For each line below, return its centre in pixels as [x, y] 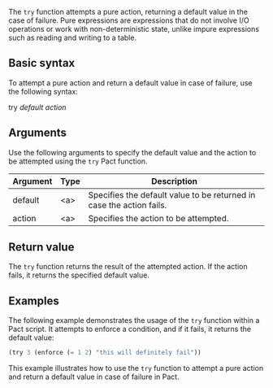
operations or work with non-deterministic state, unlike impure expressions [134, 29]
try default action [37, 107]
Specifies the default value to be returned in [172, 194]
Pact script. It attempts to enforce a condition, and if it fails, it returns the [130, 329]
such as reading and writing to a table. [72, 37]
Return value [41, 247]
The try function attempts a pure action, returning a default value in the [128, 12]
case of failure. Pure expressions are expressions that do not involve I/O [129, 20]
